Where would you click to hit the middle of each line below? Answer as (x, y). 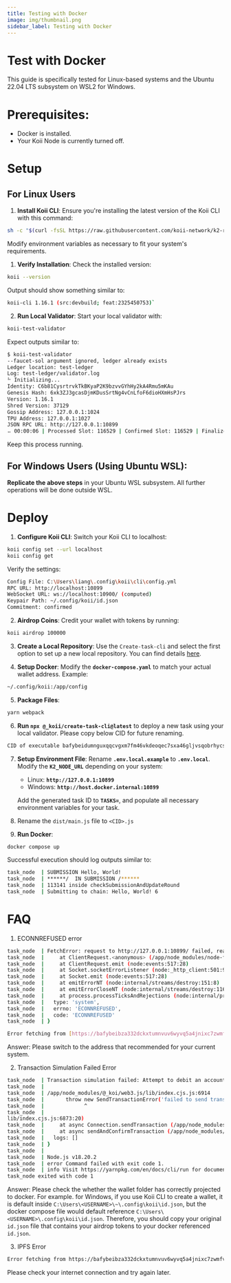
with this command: (45, 218)
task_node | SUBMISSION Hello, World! (64, 873)
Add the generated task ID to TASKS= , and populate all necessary (108, 800)
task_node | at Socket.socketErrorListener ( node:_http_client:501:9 (117, 970)
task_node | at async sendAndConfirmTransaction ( (89, 1131)
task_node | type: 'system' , (53, 1002)
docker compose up (33, 847)
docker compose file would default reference (71, 1211)
